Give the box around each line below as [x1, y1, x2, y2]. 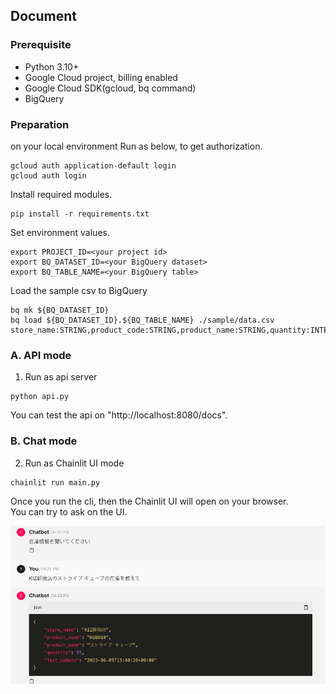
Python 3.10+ [24, 60, 80, 73]
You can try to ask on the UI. [10, 505, 128, 518]
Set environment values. [10, 226, 110, 238]
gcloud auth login [10, 170, 87, 181]
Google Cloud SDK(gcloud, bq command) [24, 82, 197, 94]
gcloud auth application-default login [10, 160, 177, 171]
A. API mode [10, 348, 72, 362]
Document [10, 8, 77, 25]
